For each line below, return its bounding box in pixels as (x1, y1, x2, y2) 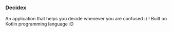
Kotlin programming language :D (5, 21, 74, 27)
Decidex (5, 4, 27, 11)
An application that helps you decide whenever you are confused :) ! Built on (5, 16, 167, 22)
